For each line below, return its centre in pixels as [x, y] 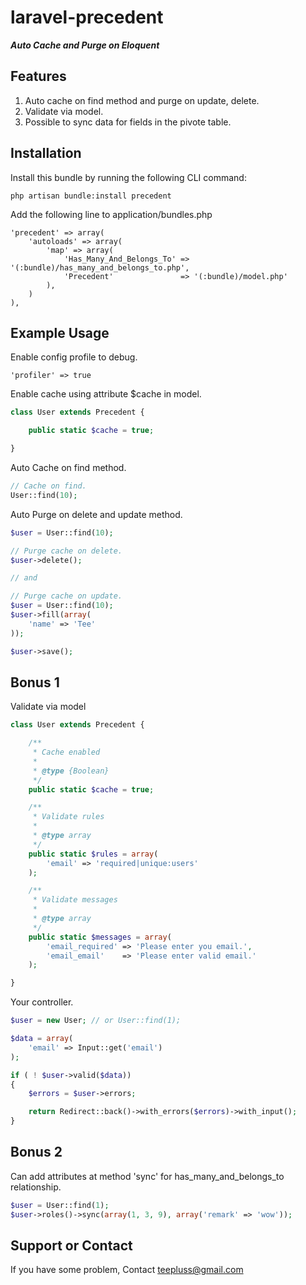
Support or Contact [71, 1246]
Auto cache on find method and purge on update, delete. [142, 100]
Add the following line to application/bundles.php [111, 214]
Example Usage [60, 332]
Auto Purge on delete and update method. [96, 514]
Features [38, 76]
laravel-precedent [87, 17]
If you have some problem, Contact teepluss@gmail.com [127, 1270]
